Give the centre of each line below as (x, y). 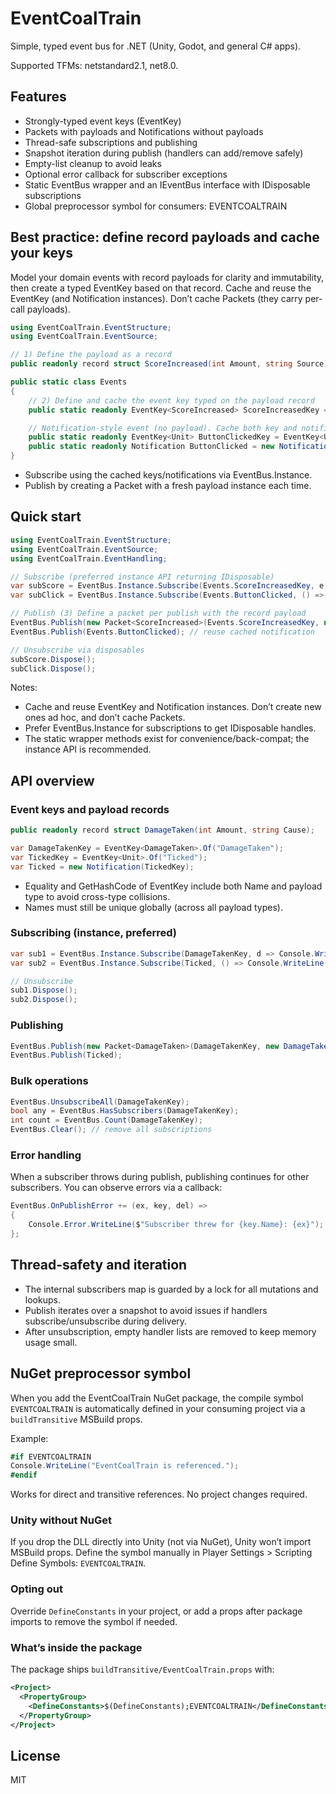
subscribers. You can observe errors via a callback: (116, 1188)
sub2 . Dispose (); (44, 1000)
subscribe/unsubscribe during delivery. (106, 1321)
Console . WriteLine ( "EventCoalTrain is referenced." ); (125, 1466)
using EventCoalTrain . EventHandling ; (89, 558)
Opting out (36, 1589)
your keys (41, 253)
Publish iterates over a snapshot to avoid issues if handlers (146, 1310)
